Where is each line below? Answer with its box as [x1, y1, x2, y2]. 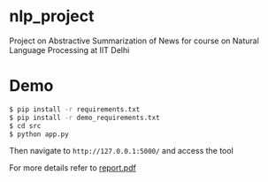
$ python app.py [9, 130, 69, 139]
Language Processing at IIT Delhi [9, 44, 130, 55]
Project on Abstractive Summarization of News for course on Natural [9, 35, 259, 46]
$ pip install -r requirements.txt [9, 104, 141, 114]
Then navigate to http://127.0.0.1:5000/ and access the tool [9, 146, 234, 156]
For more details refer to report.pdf [9, 163, 137, 173]
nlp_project [9, 6, 95, 27]
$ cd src [9, 121, 42, 130]
